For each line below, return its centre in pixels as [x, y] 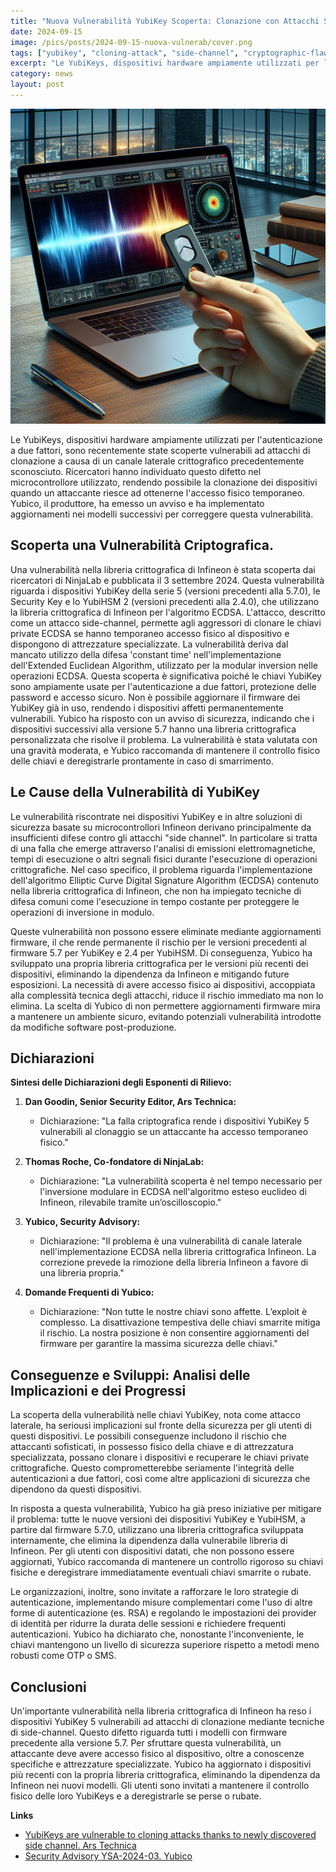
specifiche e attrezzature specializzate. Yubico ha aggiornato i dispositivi [161, 1764]
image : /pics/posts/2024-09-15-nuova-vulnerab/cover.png [131, 42]
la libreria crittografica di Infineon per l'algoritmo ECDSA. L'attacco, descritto [168, 612]
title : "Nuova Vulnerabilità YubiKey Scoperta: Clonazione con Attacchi [165, 21]
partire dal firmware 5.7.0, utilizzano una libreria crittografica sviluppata [157, 1530]
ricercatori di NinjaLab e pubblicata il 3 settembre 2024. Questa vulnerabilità [167, 580]
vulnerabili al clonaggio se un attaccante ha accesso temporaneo [174, 1132]
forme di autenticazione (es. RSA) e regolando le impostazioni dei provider [163, 1613]
